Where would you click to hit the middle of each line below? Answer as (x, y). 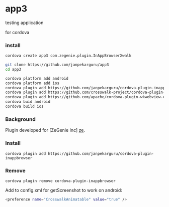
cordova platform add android (37, 78)
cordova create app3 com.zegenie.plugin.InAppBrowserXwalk (68, 56)
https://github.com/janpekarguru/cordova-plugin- (101, 153)
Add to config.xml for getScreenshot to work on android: (64, 190)
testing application (24, 23)
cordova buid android (28, 102)
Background (21, 119)
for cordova (17, 32)
